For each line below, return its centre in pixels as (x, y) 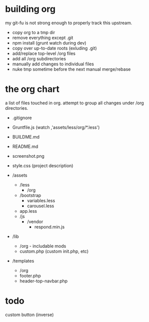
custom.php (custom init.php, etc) (54, 251)
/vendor (35, 222)
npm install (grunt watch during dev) (49, 43)
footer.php (30, 276)
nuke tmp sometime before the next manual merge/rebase (71, 69)
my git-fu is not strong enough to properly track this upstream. (69, 23)
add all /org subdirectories (39, 58)
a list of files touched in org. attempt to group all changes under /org (74, 103)
